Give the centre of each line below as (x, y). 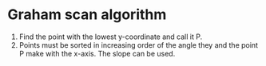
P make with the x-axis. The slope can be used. (97, 53)
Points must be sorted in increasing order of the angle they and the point (139, 45)
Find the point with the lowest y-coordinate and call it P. (111, 37)
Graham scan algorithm (87, 15)
